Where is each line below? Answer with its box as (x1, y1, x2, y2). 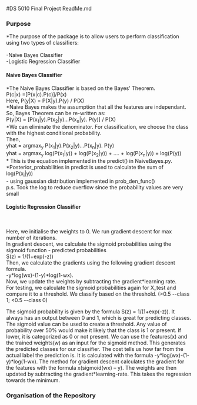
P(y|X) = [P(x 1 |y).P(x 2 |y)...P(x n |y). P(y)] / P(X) (6, 116, 116, 124)
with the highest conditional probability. (6, 129, 102, 137)
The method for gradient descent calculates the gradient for (39, 358, 185, 365)
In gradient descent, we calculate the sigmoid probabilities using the (6, 240, 172, 247)
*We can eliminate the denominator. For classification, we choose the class (6, 123, 189, 130)
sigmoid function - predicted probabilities (6, 246, 107, 253)
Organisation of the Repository (6, 391, 96, 399)
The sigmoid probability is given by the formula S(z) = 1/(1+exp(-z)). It (6, 308, 175, 315)
